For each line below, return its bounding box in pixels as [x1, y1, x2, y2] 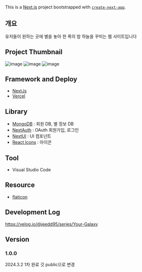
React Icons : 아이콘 [12, 139, 52, 145]
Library [5, 107, 28, 115]
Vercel [12, 93, 25, 99]
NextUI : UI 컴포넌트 [12, 133, 51, 139]
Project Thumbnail [5, 48, 63, 56]
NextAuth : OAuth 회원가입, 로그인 [12, 127, 79, 133]
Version [5, 235, 29, 244]
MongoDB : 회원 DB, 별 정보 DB [12, 121, 74, 127]
